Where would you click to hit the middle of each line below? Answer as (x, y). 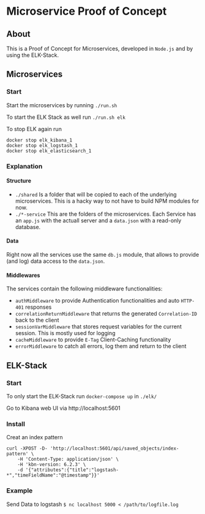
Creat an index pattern (35, 437)
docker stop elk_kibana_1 (39, 140)
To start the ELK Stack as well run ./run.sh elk (66, 117)
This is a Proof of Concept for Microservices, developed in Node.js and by (100, 48)
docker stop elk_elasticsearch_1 (49, 151)
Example (20, 491)
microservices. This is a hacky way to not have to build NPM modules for (107, 201)
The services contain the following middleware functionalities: (84, 289)
